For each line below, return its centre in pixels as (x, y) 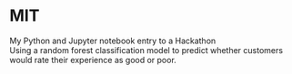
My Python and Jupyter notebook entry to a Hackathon (113, 41)
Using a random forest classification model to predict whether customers (146, 50)
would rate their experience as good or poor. (93, 60)
